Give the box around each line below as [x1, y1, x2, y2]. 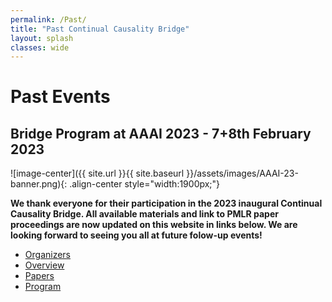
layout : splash [10, 33, 74, 43]
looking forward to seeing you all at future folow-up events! [10, 229, 263, 241]
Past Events [10, 86, 111, 108]
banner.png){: [10, 178, 68, 190]
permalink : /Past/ [10, 14, 87, 25]
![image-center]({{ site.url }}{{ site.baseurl [10, 167, 185, 180]
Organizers [24, 249, 71, 261]
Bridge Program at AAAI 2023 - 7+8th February [10, 125, 312, 142]
